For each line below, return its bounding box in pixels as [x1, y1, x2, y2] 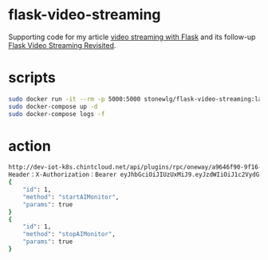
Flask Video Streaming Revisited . [8, 40, 116, 50]
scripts [8, 69, 56, 87]
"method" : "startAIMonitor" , [22, 193, 120, 201]
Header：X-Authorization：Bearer [8, 170, 117, 179]
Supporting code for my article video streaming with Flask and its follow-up [8, 32, 256, 42]
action [8, 137, 52, 155]
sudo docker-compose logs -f [8, 110, 105, 118]
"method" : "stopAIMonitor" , [22, 230, 116, 238]
